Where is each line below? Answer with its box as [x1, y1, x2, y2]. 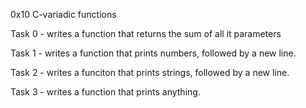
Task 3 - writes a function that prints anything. [10, 86, 201, 98]
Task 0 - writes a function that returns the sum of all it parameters [10, 28, 282, 39]
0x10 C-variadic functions [10, 9, 117, 20]
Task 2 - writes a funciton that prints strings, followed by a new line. [10, 67, 290, 78]
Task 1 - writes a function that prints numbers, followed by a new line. [10, 47, 297, 59]
